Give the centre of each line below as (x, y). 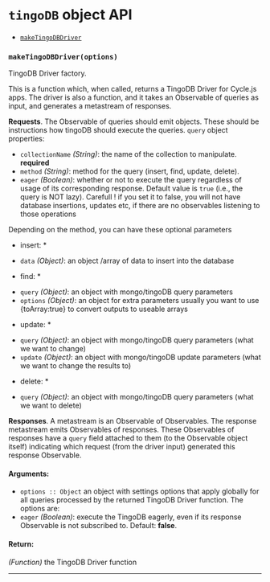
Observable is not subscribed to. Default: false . (98, 526)
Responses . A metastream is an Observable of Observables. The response (133, 421)
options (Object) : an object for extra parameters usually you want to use (139, 301)
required (35, 163)
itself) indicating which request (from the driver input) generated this (122, 447)
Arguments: (29, 473)
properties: (27, 139)
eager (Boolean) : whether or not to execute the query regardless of (131, 180)
